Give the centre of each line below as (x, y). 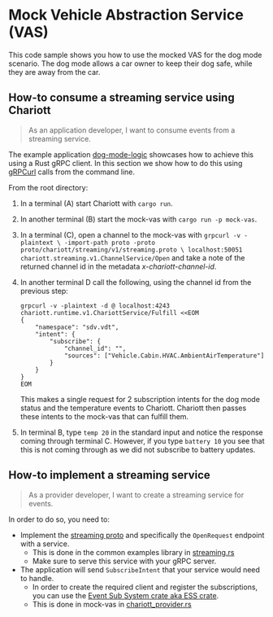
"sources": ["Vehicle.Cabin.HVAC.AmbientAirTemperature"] (164, 356)
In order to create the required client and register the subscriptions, (145, 587)
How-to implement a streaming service (110, 475)
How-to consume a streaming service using (121, 98)
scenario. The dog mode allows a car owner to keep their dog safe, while (130, 63)
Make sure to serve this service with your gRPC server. (124, 561)
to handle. (37, 578)
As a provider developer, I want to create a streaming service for (136, 495)
